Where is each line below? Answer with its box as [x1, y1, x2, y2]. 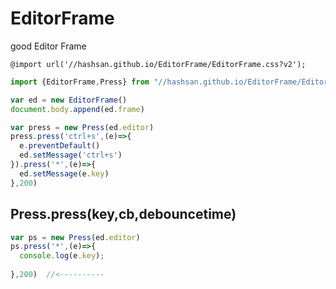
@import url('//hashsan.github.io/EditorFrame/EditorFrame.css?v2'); [10, 59, 307, 69]
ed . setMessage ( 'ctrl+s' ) [19, 150, 123, 161]
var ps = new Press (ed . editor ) [10, 232, 141, 242]
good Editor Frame [10, 40, 87, 52]
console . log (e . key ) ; [19, 251, 105, 261]
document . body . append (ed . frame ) [10, 104, 145, 114]
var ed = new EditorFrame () [10, 95, 128, 105]
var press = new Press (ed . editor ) [10, 122, 155, 132]
